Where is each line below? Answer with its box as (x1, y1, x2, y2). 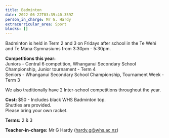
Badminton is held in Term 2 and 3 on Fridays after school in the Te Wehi (5, 40, 157, 46)
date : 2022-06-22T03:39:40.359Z (5, 12, 73, 17)
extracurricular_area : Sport (5, 21, 67, 27)
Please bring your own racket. (5, 108, 68, 114)
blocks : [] (5, 26, 28, 31)
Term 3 (5, 77, 20, 83)
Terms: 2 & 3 (5, 117, 33, 123)
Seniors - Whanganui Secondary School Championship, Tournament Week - (5, 72, 164, 78)
